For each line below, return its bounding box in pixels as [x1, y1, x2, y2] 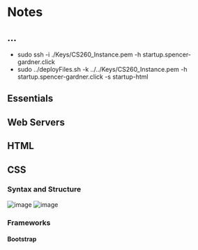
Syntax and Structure [7, 185, 82, 194]
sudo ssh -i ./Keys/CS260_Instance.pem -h [17, 50, 142, 58]
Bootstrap [7, 235, 37, 244]
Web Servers [7, 116, 65, 128]
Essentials [7, 93, 54, 104]
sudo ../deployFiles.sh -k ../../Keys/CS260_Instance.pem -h [17, 65, 188, 73]
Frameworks [7, 217, 51, 227]
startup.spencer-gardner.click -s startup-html [17, 72, 148, 81]
